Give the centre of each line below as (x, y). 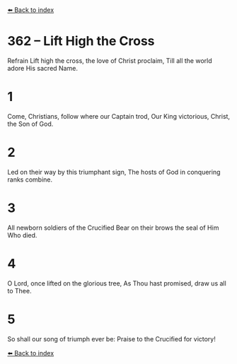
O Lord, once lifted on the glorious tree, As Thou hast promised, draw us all (117, 283)
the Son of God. (30, 124)
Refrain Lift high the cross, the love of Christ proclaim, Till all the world (110, 60)
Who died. (22, 235)
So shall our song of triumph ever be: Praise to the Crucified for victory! (111, 339)
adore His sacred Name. (42, 68)
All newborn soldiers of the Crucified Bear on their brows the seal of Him (113, 228)
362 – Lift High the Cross (81, 41)
